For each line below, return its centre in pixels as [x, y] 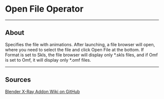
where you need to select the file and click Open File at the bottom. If [74, 49]
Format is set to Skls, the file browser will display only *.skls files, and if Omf [82, 55]
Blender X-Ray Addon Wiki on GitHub [42, 91]
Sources [18, 80]
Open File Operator [44, 9]
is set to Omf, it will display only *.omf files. [48, 60]
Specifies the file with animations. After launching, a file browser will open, [80, 44]
